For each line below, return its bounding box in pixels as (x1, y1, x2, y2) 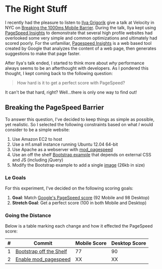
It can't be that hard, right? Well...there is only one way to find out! (5, 89, 137, 95)
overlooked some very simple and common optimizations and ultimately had (5, 35, 158, 41)
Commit (33, 240, 52, 247)
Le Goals (5, 174, 26, 181)
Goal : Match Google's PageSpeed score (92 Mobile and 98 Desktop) (12, 195, 150, 201)
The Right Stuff (5, 3, 67, 15)
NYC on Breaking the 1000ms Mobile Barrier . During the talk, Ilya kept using (5, 24, 156, 30)
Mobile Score (75, 240, 107, 247)
